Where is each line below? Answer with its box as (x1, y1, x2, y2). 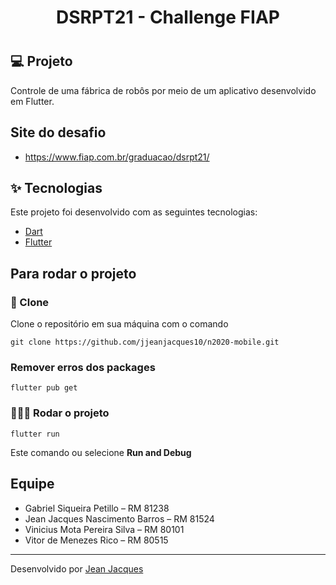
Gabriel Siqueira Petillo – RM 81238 (24, 502, 170, 514)
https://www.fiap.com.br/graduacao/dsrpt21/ (24, 151, 210, 163)
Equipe (10, 476, 55, 493)
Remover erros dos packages (10, 361, 156, 375)
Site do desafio (10, 124, 107, 141)
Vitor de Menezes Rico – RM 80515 (24, 534, 169, 546)
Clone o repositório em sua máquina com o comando (10, 318, 229, 330)
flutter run (10, 429, 60, 439)
